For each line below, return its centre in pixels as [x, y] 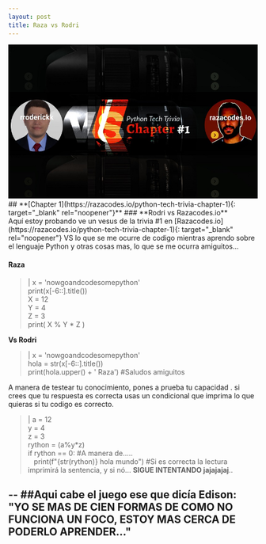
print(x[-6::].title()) [57, 291]
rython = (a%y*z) [56, 444]
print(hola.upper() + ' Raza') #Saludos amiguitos [106, 371]
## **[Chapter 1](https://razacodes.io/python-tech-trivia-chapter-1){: [122, 204]
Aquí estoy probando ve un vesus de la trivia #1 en [90, 221]
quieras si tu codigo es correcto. [61, 404]
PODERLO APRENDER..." [70, 532]
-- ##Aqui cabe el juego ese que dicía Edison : [123, 495]
